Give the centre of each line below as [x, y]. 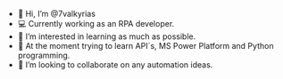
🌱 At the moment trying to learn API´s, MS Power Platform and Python [146, 46]
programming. [44, 55]
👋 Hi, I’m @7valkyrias [57, 14]
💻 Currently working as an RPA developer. [96, 24]
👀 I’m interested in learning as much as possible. [107, 36]
